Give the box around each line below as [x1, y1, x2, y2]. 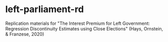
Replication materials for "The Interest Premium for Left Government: [5, 20, 150, 26]
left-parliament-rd [5, 4, 84, 15]
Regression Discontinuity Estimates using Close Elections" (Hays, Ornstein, [5, 25, 163, 31]
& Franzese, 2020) [5, 31, 44, 37]
